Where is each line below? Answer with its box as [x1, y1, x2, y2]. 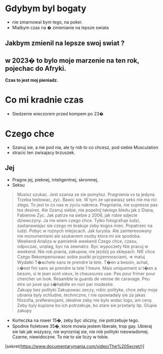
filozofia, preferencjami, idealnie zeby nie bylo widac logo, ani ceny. [17, 297, 153, 303]
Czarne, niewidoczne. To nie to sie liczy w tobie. [12, 333, 109, 340]
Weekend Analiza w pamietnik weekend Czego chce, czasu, [17, 238, 138, 244]
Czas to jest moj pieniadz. [5, 77, 58, 83]
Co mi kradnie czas [5, 94, 84, 106]
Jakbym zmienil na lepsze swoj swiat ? [5, 39, 125, 47]
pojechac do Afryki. [5, 64, 67, 72]
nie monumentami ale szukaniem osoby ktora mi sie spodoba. [17, 233, 141, 239]
